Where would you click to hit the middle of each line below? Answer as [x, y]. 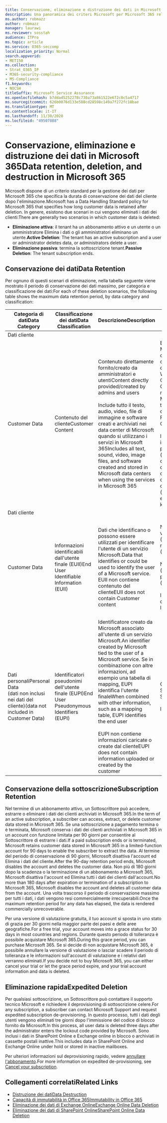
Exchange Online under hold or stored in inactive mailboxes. [67, 1046]
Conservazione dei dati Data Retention [65, 269]
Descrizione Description [126, 320]
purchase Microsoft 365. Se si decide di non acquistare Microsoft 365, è [79, 945]
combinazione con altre [125, 666]
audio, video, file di [120, 412]
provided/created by [122, 387]
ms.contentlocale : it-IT [31, 112]
